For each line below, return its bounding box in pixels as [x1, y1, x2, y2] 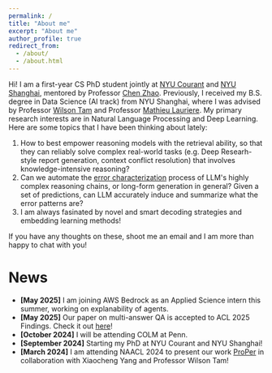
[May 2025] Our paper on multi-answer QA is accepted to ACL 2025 [19, 312, 250, 322]
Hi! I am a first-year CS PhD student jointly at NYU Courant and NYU [8, 79, 237, 89]
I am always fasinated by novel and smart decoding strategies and [19, 207, 242, 217]
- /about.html [15, 58, 63, 66]
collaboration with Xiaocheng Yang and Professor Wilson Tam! [19, 355, 229, 365]
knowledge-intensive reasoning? [19, 164, 130, 174]
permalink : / [8, 11, 53, 20]
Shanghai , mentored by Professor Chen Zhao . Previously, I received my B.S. [8, 88, 262, 97]
